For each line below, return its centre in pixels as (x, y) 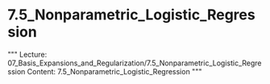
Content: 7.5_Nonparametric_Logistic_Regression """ (114, 71)
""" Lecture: (27, 54)
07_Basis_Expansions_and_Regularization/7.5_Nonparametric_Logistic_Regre (135, 63)
